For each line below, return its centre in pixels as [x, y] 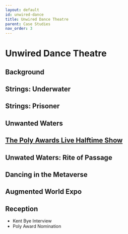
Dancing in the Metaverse [47, 175]
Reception [22, 209]
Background [25, 72]
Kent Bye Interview [32, 221]
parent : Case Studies [28, 24]
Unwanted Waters [34, 123]
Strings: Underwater [38, 89]
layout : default [22, 10]
